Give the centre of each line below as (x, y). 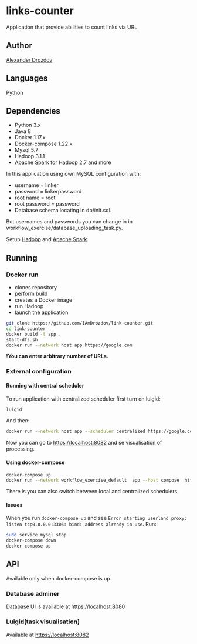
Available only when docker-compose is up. (59, 578)
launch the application (41, 312)
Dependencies (33, 111)
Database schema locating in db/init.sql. (63, 211)
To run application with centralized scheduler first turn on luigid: (84, 399)
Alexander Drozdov (29, 59)
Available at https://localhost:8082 (47, 635)
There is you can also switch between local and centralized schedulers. (92, 492)
